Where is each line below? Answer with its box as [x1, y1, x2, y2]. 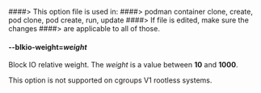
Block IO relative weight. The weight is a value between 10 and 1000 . [8, 60, 238, 70]
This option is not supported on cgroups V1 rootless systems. [8, 75, 213, 85]
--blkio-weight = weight [8, 42, 87, 51]
